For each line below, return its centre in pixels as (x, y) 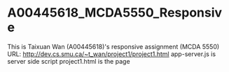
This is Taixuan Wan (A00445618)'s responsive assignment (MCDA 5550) (113, 46)
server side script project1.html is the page (69, 61)
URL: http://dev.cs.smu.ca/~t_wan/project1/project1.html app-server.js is (111, 54)
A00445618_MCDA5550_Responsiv (115, 13)
